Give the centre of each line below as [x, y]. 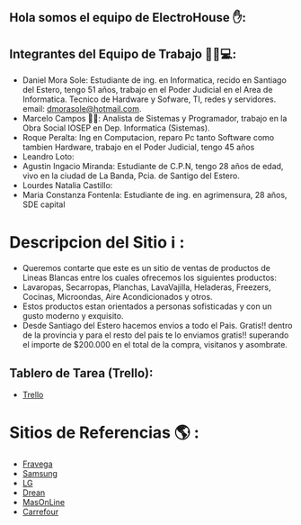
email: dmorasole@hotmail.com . [82, 109]
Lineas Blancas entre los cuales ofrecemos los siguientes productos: [149, 278]
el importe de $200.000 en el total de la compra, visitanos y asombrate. [155, 345]
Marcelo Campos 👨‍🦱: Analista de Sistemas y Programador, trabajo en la [155, 119]
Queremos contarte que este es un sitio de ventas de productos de [146, 268]
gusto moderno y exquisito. [73, 316]
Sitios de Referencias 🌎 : [104, 433]
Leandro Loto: [48, 157]
